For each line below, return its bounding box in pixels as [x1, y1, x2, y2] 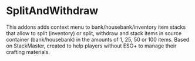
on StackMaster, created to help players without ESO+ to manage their [6, 42, 177, 49]
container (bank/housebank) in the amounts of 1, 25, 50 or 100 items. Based [6, 36, 190, 43]
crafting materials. [6, 48, 50, 55]
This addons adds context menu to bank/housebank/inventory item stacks [6, 23, 186, 30]
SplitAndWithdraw [6, 4, 99, 18]
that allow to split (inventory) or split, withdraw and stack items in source [6, 29, 182, 36]
